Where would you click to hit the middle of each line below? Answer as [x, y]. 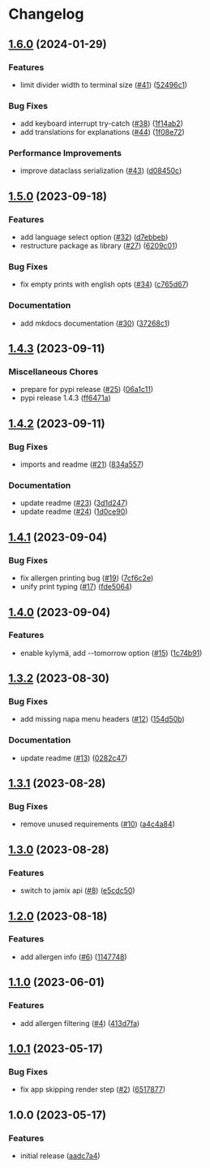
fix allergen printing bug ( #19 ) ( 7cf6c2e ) [87, 578]
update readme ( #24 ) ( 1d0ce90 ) [74, 511]
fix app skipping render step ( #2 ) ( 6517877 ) [93, 1089]
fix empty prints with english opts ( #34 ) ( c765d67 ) [104, 284]
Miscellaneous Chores [54, 372]
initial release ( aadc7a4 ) [60, 1155]
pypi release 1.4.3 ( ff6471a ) [65, 398]
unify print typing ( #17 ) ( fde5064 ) [76, 587]
